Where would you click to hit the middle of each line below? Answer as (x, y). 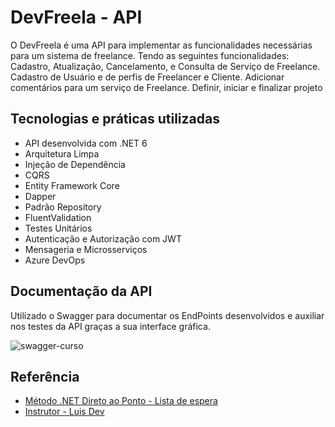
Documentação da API (81, 291)
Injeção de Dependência (75, 164)
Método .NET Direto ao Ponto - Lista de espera (121, 401)
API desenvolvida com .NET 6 (86, 143)
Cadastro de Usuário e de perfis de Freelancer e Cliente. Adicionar (147, 77)
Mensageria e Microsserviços (86, 249)
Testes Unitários (58, 228)
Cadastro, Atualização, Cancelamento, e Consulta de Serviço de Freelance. (165, 66)
